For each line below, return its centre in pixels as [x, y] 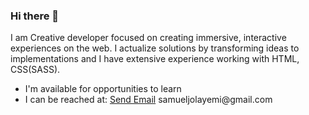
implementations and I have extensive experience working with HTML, [155, 59]
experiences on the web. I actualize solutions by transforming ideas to [155, 48]
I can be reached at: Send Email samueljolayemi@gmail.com [148, 100]
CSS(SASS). [35, 70]
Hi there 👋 [35, 16]
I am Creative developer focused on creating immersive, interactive [148, 38]
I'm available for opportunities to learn [103, 89]
